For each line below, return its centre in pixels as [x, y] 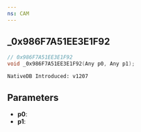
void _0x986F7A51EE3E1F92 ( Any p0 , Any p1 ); [71, 64]
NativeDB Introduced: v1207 [48, 77]
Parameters [33, 97]
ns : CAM [18, 13]
